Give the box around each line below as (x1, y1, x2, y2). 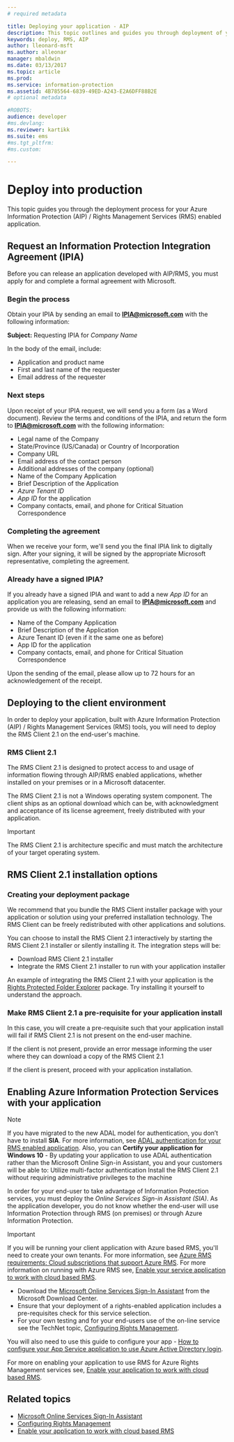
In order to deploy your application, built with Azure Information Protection (7, 715, 221, 723)
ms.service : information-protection (7, 81, 114, 88)
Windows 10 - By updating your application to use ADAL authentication (7, 1151, 212, 1159)
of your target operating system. (7, 849, 100, 857)
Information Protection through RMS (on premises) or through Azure (7, 1209, 203, 1218)
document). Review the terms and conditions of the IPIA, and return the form (7, 413, 227, 422)
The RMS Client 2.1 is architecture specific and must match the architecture (7, 841, 223, 849)
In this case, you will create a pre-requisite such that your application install (7, 1024, 224, 1032)
